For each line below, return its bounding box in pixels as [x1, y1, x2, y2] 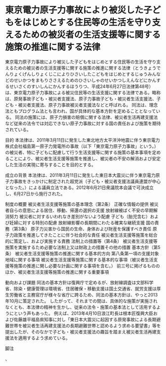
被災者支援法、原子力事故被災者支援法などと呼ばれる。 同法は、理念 [18, 102, 158, 108]
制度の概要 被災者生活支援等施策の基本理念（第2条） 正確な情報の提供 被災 [5, 201, 159, 207]
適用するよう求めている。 [18, 335, 70, 341]
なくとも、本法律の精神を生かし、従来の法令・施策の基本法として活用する [5, 304, 157, 310]
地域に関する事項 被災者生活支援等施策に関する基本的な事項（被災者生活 [5, 256, 154, 262]
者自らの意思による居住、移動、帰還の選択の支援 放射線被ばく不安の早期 [5, 207, 154, 213]
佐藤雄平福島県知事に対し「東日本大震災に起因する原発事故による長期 [13, 316, 157, 322]
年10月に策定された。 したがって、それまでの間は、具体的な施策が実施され [5, 298, 158, 304]
